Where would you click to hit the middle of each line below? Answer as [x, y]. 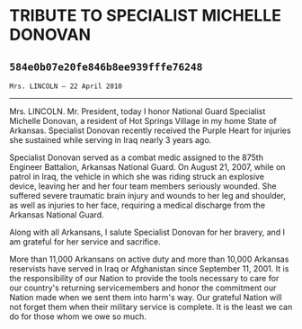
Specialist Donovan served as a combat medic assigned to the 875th [136, 157]
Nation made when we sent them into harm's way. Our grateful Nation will [146, 297]
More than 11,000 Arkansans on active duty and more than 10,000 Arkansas [149, 259]
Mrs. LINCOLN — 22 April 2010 [66, 86]
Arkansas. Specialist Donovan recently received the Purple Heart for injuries [150, 130]
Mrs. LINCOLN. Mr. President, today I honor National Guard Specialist [138, 111]
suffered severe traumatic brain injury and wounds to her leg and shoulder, [147, 196]
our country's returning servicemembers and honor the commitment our [143, 288]
